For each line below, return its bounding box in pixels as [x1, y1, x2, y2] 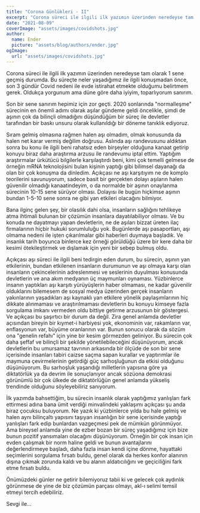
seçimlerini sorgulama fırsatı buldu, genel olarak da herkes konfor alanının [6, 451, 188, 459]
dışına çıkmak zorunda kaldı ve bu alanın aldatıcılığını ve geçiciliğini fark [6, 458, 183, 465]
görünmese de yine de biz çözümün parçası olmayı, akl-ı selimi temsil [6, 482, 177, 489]
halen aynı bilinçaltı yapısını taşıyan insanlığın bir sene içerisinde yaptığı [6, 413, 182, 420]
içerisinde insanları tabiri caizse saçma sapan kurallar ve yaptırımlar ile [6, 351, 180, 358]
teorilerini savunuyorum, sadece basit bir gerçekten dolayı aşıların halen [6, 175, 183, 182]
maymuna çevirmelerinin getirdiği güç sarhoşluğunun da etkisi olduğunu [6, 357, 184, 365]
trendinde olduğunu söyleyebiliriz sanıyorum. [6, 383, 117, 390]
